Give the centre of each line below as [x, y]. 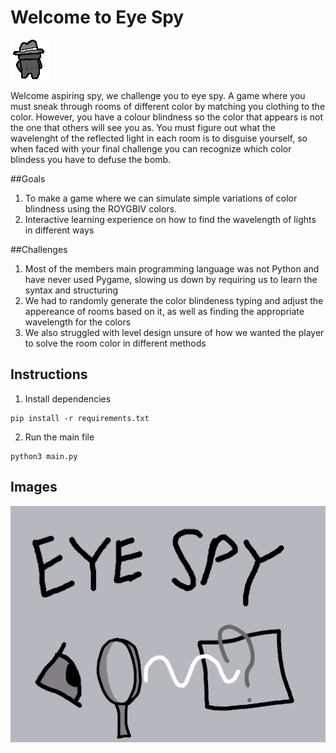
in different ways [59, 230]
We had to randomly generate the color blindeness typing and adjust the [174, 300]
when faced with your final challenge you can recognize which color [151, 148]
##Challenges [39, 249]
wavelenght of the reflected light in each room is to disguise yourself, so [159, 138]
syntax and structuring [71, 290]
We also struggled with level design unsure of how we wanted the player [174, 332]
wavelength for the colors [78, 322]
